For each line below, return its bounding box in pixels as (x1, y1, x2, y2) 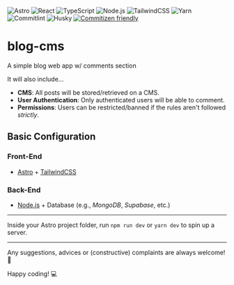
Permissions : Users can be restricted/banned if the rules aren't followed (17, 103, 226, 111)
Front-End (7, 152, 42, 162)
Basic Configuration (7, 131, 96, 143)
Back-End (7, 185, 41, 194)
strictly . (17, 110, 40, 118)
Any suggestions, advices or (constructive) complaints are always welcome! (7, 248, 226, 256)
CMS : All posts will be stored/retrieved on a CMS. (17, 88, 160, 97)
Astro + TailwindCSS (17, 167, 77, 176)
